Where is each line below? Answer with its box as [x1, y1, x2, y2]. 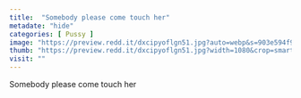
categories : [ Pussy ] [9, 29, 94, 38]
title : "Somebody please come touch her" [9, 12, 170, 22]
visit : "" [9, 54, 47, 63]
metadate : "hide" [9, 21, 74, 30]
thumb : [9, 46, 34, 55]
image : [9, 37, 34, 47]
